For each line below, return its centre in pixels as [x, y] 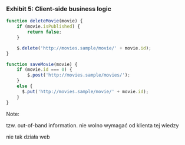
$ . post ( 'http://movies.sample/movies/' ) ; [79, 75]
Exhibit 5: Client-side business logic [59, 9]
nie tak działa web [28, 137]
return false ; [44, 32]
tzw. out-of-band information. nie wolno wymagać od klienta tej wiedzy [92, 125]
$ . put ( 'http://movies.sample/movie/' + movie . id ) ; [85, 91]
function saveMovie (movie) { [42, 64]
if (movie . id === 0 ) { [44, 70]
